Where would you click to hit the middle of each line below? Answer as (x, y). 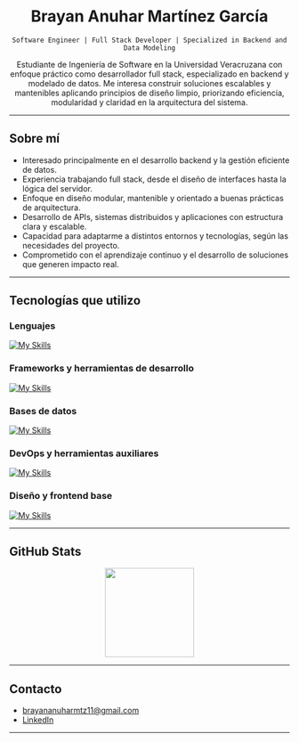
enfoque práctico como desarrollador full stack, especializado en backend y (149, 74)
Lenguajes (32, 326)
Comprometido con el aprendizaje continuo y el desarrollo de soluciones (155, 255)
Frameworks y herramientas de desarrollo (101, 369)
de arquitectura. (52, 208)
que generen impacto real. (70, 264)
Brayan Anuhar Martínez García (149, 16)
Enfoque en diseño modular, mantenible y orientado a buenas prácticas (153, 198)
